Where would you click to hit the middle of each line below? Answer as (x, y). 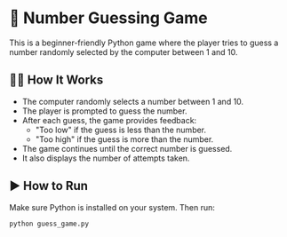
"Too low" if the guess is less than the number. (121, 130)
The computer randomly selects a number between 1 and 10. (133, 101)
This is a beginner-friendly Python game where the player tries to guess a (144, 43)
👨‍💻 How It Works (56, 80)
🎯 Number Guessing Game (109, 18)
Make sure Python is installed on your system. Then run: (112, 207)
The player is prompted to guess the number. (104, 111)
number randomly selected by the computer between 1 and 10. (124, 51)
